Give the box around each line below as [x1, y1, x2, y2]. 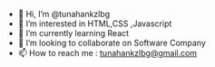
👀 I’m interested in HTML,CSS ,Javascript [17, 18, 172, 29]
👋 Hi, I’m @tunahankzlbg [17, 9, 111, 19]
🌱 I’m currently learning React [17, 28, 130, 38]
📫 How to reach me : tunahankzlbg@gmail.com [17, 48, 198, 58]
